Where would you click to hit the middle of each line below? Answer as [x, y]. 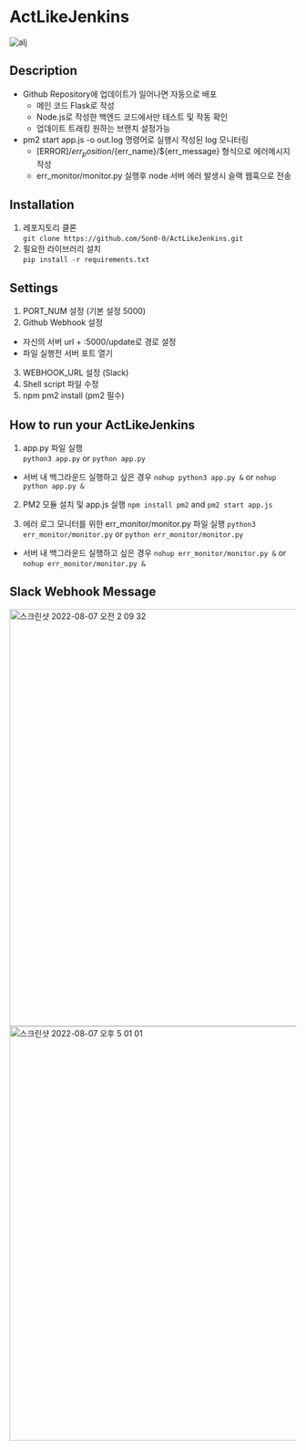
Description [43, 71]
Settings [34, 288]
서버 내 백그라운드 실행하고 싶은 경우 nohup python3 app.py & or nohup [149, 477]
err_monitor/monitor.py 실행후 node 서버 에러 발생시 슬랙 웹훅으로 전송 [163, 175]
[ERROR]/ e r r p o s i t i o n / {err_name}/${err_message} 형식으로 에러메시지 [163, 152]
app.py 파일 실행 [53, 447]
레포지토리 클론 [50, 228]
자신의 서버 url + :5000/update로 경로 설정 [99, 342]
